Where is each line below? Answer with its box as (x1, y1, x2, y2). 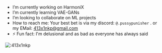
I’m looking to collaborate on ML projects (12, 15, 96, 20)
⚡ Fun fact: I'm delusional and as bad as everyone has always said (12, 31, 148, 37)
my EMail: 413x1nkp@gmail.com (12, 25, 79, 31)
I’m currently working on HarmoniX (12, 4, 84, 10)
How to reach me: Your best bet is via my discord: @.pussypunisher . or (12, 20, 158, 26)
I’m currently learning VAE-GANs (12, 9, 80, 15)
